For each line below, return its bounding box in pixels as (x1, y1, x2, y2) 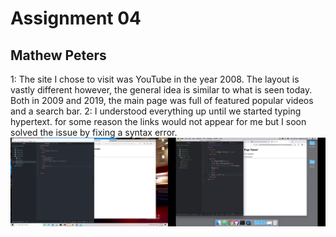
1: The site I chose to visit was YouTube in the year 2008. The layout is (10, 73, 300, 85)
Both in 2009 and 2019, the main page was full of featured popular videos (10, 95, 314, 106)
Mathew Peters (10, 47, 107, 64)
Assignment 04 (10, 7, 142, 30)
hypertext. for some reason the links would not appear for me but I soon (10, 116, 307, 127)
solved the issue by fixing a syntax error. (10, 127, 178, 138)
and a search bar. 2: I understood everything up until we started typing (10, 105, 302, 117)
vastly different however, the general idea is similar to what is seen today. (10, 84, 313, 96)
